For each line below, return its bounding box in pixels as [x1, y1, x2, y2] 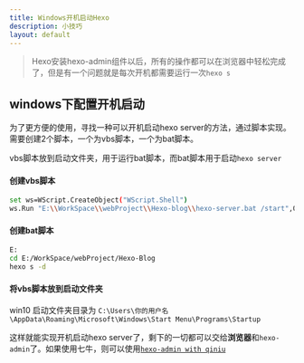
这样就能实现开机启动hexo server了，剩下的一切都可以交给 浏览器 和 [9, 332, 260, 343]
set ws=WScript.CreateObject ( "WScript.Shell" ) [9, 196, 188, 205]
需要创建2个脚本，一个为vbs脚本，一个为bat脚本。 [9, 133, 199, 145]
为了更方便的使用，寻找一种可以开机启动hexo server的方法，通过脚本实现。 [9, 122, 291, 133]
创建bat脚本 [9, 224, 54, 235]
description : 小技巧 [9, 22, 83, 31]
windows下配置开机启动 [9, 96, 146, 111]
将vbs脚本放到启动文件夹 [9, 282, 104, 294]
